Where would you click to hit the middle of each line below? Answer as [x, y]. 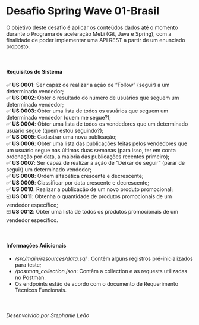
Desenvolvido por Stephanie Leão [48, 315]
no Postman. [30, 277]
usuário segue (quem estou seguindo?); [55, 131]
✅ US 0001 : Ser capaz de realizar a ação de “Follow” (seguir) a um [88, 85]
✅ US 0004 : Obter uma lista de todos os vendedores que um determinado [97, 124]
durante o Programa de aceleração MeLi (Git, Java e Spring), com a [89, 33]
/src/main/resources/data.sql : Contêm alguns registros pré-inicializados [104, 259]
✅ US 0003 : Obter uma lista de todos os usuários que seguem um [87, 111]
